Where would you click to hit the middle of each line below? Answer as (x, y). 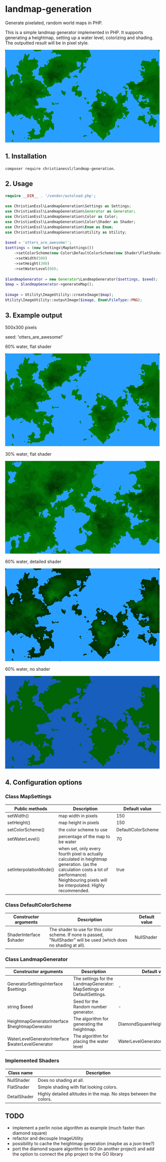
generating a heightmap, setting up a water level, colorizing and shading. (79, 38)
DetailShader (20, 1096)
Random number (90, 1006)
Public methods (31, 809)
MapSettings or (89, 989)
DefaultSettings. (90, 994)
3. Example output (34, 316)
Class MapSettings (28, 797)
